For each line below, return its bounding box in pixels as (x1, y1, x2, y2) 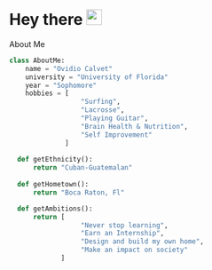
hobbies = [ (25, 89, 69, 98)
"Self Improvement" (80, 130, 153, 139)
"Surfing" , (80, 98, 122, 107)
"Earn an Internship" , (80, 229, 165, 238)
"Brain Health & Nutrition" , (80, 122, 189, 131)
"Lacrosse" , (80, 106, 125, 115)
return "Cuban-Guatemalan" (32, 163, 133, 172)
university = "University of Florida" (25, 72, 169, 82)
